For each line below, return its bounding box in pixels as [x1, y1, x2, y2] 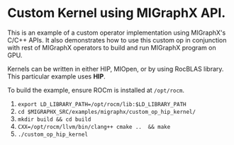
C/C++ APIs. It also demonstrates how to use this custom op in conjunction [7, 35, 227, 44]
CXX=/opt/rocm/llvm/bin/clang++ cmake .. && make [17, 123, 171, 130]
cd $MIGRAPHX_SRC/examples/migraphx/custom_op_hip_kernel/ [17, 108, 196, 115]
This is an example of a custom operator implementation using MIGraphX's [7, 28, 226, 37]
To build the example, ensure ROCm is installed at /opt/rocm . [7, 86, 185, 94]
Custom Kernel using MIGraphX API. [7, 5, 226, 21]
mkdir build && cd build [17, 115, 91, 123]
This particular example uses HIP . [7, 72, 106, 81]
